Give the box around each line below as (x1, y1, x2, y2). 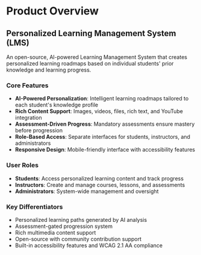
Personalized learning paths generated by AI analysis (14, 216, 147, 223)
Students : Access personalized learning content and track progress (14, 174, 184, 182)
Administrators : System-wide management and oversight (14, 188, 159, 195)
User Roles (6, 161, 39, 170)
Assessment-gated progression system (14, 223, 113, 230)
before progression (14, 127, 63, 134)
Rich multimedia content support (14, 229, 96, 236)
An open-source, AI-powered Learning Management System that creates (6, 54, 188, 61)
